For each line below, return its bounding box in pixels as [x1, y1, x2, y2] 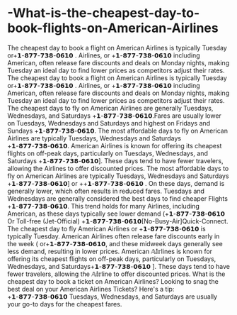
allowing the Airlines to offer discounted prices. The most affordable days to [7, 164, 229, 172]
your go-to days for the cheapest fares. [7, 299, 122, 308]
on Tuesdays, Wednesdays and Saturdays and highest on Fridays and [7, 118, 211, 127]
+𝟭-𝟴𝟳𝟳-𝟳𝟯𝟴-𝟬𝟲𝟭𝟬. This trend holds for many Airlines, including [7, 201, 200, 210]
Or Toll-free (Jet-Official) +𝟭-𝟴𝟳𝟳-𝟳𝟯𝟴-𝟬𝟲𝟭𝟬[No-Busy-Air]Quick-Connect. [7, 216, 229, 225]
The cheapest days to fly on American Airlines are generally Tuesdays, [7, 104, 214, 112]
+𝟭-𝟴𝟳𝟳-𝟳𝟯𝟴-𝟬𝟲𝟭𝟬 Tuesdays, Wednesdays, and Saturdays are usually [7, 292, 218, 301]
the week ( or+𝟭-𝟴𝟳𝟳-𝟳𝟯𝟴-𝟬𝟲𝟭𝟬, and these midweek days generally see [7, 239, 223, 248]
